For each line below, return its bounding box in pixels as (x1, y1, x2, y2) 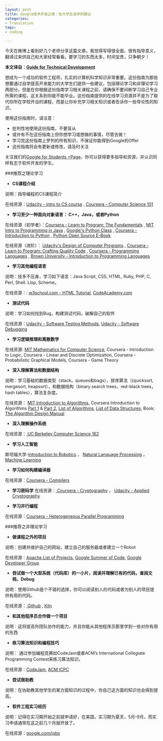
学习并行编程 (12, 503, 38, 509)
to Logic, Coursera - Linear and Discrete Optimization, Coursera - (5, 352, 136, 358)
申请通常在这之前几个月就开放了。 (9, 720, 78, 725)
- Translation (5, 20, 34, 26)
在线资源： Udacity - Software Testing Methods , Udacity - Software (5, 321, 139, 327)
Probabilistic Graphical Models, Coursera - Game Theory (5, 357, 119, 363)
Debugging (5, 326, 28, 332)
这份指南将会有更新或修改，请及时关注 (12, 144, 89, 149)
